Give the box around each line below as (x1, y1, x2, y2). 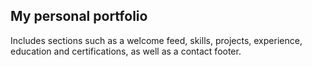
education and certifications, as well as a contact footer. (10, 45, 242, 57)
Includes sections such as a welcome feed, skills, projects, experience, (10, 34, 303, 46)
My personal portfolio (10, 8, 148, 25)
